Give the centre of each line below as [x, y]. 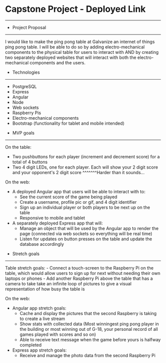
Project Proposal [29, 27]
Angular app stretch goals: [39, 308]
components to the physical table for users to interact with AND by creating [82, 52]
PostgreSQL [24, 86]
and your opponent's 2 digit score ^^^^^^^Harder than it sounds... [78, 172]
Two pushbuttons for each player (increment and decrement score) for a [86, 156]
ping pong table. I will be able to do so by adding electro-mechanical [75, 47]
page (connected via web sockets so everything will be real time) [86, 233]
